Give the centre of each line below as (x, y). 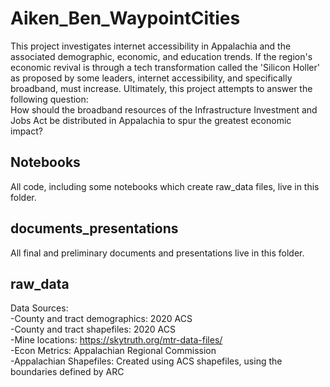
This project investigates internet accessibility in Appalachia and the (151, 46)
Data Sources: (39, 308)
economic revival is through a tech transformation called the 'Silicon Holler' (165, 67)
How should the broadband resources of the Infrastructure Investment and (164, 109)
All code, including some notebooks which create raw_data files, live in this (165, 186)
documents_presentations (94, 228)
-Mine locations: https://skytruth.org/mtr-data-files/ (116, 340)
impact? (26, 131)
